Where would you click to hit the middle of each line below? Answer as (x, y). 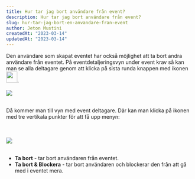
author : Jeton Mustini (34, 28)
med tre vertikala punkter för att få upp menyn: (63, 117)
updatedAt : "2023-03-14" (37, 39)
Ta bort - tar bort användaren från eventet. (67, 158)
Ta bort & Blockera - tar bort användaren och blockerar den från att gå (101, 164)
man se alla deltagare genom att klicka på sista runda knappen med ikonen (97, 68)
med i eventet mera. (39, 171)
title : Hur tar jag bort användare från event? (66, 12)
